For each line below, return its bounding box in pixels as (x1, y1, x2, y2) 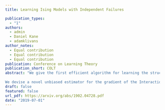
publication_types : (5, 16, 45, 21)
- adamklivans (9, 39, 38, 44)
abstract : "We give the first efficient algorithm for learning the (5, 70, 148, 76)
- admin (9, 30, 26, 35)
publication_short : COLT (5, 66, 56, 71)
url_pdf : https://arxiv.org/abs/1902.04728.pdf (5, 93, 105, 98)
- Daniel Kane (9, 34, 38, 39)
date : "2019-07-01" (5, 98, 45, 103)
